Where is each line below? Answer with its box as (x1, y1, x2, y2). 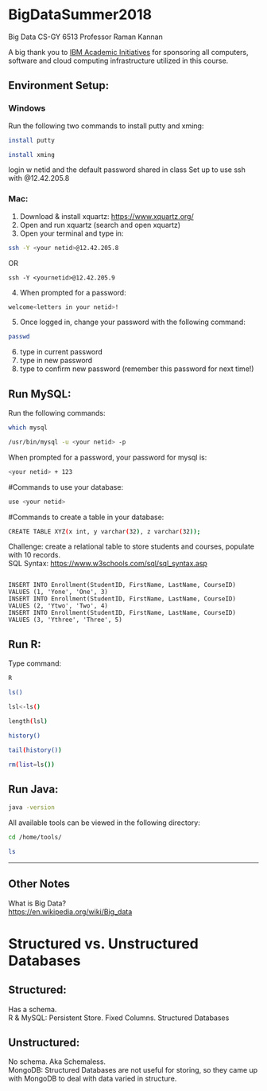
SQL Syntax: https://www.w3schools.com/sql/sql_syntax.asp (8, 559, 208, 569)
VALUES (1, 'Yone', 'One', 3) (8, 588, 109, 596)
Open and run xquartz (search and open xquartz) (19, 220, 181, 229)
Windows (8, 103, 46, 114)
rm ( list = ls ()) (8, 761, 56, 768)
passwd (8, 333, 30, 341)
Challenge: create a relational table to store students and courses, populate (8, 542, 255, 551)
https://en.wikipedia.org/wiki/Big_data (8, 906, 133, 917)
